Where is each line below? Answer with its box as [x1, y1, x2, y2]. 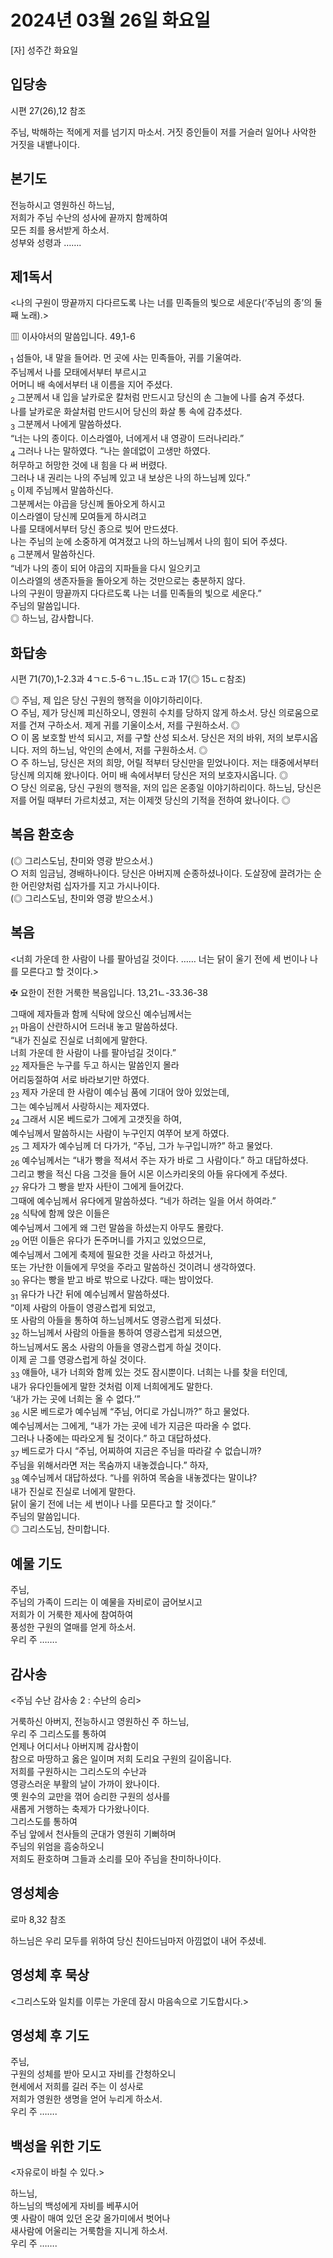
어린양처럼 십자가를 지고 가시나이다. [20, 879, 160, 891]
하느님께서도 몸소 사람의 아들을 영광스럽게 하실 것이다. [10, 1341, 222, 1353]
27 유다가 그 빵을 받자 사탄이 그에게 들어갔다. [10, 1181, 185, 1195]
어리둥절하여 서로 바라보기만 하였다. [10, 1074, 150, 1086]
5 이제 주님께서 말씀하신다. [10, 484, 114, 498]
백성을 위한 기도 [10, 2137, 102, 2155]
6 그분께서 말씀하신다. [10, 548, 96, 563]
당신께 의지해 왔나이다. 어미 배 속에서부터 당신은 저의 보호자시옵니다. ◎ [10, 769, 288, 781]
